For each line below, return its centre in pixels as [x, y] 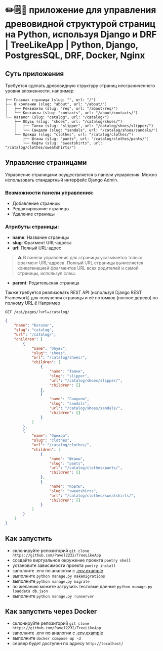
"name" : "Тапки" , [67, 372]
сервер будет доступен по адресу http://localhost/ [68, 644]
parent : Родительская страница [46, 283]
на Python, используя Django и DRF [81, 34]
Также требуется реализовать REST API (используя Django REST [74, 292]
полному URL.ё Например [33, 303]
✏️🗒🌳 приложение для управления [81, 10]
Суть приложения [35, 73]
